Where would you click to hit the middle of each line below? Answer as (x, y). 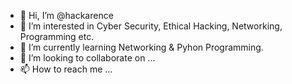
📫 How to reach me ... (66, 69)
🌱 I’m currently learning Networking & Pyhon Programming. (141, 47)
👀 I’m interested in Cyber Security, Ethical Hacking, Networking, (151, 26)
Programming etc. (57, 36)
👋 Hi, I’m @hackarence (66, 15)
